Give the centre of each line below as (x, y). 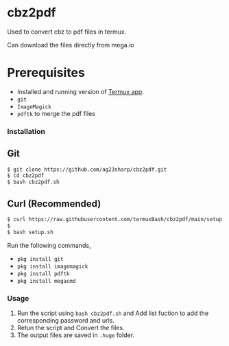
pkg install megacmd (46, 281)
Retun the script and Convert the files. (71, 327)
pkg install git (40, 259)
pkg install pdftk (43, 274)
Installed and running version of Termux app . (80, 91)
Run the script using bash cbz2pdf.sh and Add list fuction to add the (113, 313)
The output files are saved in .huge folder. (76, 335)
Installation (26, 131)
